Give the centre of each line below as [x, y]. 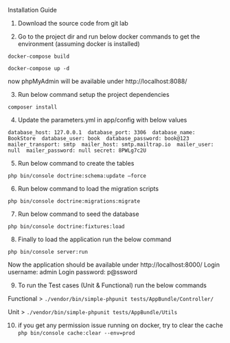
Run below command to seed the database [78, 214]
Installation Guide [32, 10]
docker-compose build [39, 56]
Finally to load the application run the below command [94, 239]
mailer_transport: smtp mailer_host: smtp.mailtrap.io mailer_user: [111, 144]
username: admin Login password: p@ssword [73, 272]
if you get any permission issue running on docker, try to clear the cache [120, 325]
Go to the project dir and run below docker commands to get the [109, 36]
